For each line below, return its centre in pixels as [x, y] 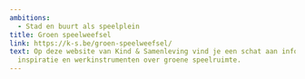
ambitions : [30, 18]
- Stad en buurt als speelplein [79, 26]
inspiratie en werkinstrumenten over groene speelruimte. [130, 60]
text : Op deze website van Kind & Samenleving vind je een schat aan [144, 52]
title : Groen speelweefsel [60, 35]
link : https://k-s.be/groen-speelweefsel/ [91, 43]
